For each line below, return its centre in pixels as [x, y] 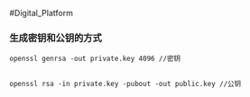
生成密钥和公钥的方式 [56, 38]
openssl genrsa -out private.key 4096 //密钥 [95, 59]
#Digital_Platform [42, 13]
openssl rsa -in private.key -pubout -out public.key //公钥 [125, 84]
